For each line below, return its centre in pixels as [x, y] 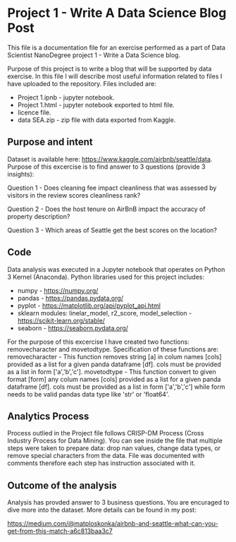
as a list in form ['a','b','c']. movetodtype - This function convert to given [112, 371]
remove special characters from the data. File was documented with [106, 456]
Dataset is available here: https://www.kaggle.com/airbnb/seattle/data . [110, 159]
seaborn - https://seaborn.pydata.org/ [73, 328]
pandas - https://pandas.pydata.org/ [70, 298]
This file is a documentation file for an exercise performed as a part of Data [116, 47]
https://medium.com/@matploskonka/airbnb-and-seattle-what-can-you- [113, 524]
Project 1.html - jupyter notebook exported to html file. [96, 104]
